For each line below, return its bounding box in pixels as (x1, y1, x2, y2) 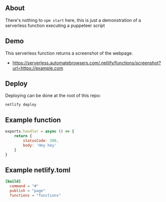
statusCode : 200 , (23, 138, 59, 143)
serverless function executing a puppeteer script (5, 22, 105, 28)
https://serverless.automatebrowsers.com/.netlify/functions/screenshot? (12, 60, 162, 66)
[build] (5, 179, 21, 184)
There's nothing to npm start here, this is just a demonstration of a (5, 17, 141, 23)
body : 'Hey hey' (23, 143, 57, 148)
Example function (5, 115, 61, 124)
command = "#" (9, 184, 39, 189)
